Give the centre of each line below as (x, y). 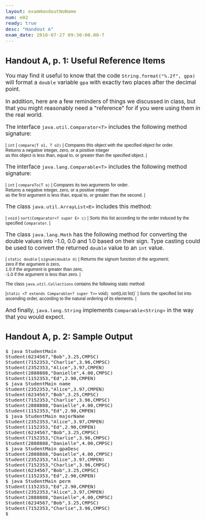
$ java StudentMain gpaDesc (42, 449)
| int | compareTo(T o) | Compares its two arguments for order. (67, 185)
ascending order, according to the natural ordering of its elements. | (71, 299)
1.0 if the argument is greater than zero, (44, 269)
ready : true (21, 23)
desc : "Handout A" (29, 29)
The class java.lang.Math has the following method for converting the (96, 234)
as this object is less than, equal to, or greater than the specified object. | (76, 155)
